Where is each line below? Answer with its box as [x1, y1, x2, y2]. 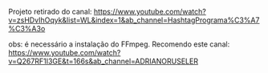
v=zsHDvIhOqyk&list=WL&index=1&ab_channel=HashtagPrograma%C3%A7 [8, 15, 260, 25]
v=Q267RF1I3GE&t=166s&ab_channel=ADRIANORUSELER [8, 56, 199, 66]
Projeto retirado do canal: [8, 7, 92, 16]
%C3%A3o [8, 24, 46, 33]
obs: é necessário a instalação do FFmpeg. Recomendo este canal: [8, 39, 230, 49]
